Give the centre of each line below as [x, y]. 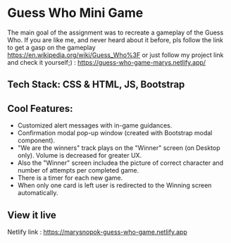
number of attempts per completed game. [78, 170]
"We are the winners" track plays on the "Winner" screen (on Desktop [119, 148]
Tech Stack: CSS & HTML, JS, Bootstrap [96, 85]
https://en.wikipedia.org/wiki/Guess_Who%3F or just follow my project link [115, 55]
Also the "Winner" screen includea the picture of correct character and [120, 163]
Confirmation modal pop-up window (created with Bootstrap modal [115, 133]
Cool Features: [40, 108]
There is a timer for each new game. [70, 178]
